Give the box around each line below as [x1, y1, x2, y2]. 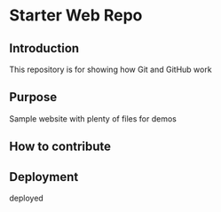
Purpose [9, 90, 58, 105]
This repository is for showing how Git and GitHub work [9, 64, 212, 75]
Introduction [9, 41, 80, 56]
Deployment [9, 169, 79, 185]
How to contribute [9, 139, 112, 154]
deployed [9, 192, 44, 204]
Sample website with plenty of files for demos [9, 113, 178, 124]
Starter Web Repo [9, 5, 143, 26]
